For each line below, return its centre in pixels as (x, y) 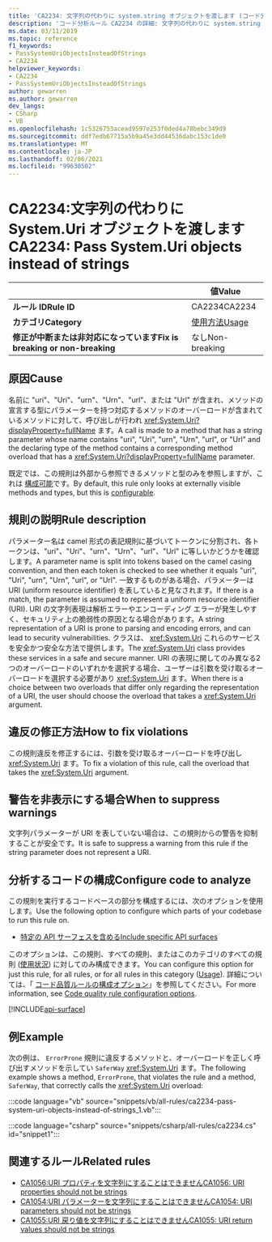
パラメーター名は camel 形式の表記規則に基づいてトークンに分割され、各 (130, 541)
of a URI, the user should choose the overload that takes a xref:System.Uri (132, 695)
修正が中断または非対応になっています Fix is (96, 338)
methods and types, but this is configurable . (82, 492)
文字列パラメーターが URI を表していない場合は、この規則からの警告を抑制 (133, 833)
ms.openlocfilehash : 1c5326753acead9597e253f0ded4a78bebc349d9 (117, 129)
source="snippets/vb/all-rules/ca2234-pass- (161, 1101)
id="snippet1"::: (34, 1134)
